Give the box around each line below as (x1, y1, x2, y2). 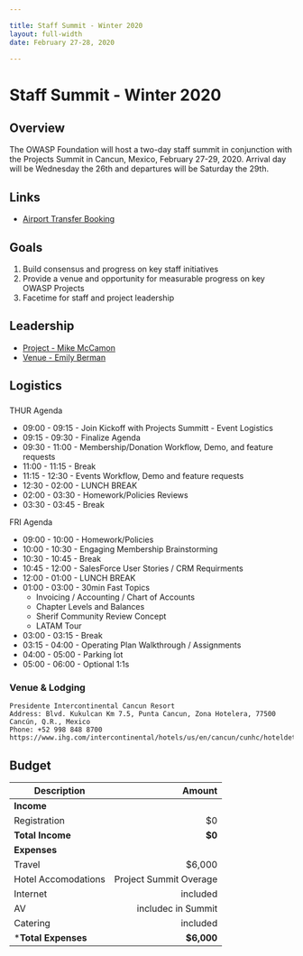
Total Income (14, 829, 71, 841)
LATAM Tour (35, 620, 82, 631)
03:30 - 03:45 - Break (22, 500, 106, 510)
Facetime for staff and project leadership (22, 292, 175, 303)
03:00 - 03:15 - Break (22, 630, 104, 641)
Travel (14, 859, 41, 871)
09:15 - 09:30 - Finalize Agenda (22, 432, 142, 443)
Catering (14, 917, 51, 930)
